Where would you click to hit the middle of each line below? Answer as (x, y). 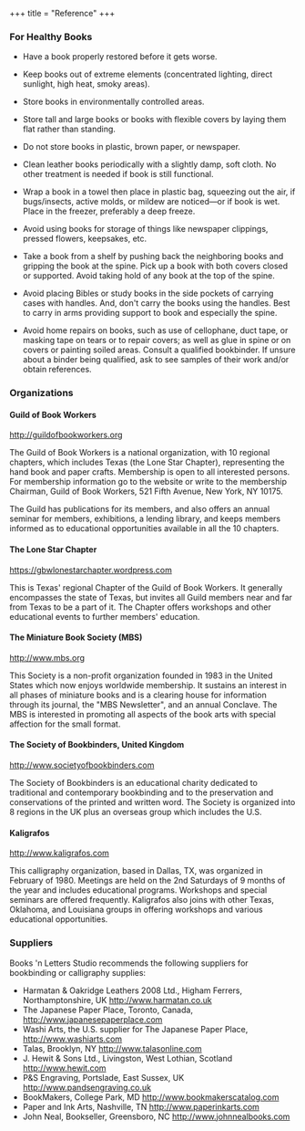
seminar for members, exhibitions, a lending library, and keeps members (145, 518)
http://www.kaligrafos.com (59, 853)
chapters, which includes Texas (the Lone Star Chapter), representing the (147, 462)
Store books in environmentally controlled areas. (113, 102)
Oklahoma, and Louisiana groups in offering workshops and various (136, 910)
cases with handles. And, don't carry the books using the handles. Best (156, 303)
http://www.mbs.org (47, 657)
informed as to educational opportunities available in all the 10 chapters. (144, 529)
